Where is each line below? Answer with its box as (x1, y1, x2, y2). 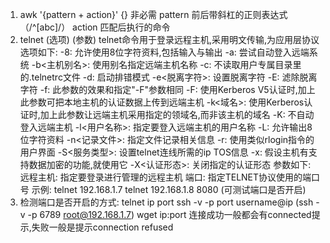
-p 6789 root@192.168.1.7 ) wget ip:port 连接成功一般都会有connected (27, 209, 312, 220)
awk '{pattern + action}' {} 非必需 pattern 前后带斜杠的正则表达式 (19, 9, 288, 20)
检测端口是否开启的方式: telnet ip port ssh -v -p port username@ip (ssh (19, 196, 314, 208)
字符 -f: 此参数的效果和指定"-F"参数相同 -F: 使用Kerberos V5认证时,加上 (19, 84, 316, 95)
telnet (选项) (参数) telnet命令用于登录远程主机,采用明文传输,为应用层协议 (19, 34, 320, 45)
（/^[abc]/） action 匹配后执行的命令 (19, 21, 171, 33)
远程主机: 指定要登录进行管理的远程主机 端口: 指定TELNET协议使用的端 (19, 171, 312, 183)
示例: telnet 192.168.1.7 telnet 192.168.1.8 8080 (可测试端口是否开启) (31, 184, 307, 195)
